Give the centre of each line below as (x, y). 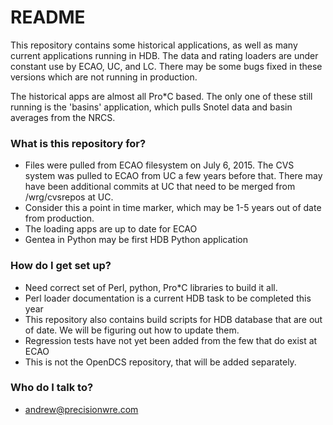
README (48, 17)
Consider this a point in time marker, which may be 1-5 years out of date (173, 208)
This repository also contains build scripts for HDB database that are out (173, 319)
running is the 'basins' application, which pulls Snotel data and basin (151, 107)
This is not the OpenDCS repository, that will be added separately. (160, 362)
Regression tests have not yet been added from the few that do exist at (171, 340)
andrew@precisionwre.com (81, 409)
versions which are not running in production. (104, 77)
